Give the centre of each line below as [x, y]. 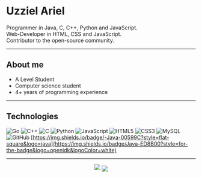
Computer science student [48, 86]
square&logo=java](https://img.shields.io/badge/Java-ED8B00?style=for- [97, 144]
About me [25, 65]
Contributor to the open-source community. [60, 40]
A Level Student [35, 79]
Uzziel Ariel [35, 11]
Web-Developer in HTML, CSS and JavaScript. [64, 34]
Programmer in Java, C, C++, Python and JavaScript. [72, 28]
